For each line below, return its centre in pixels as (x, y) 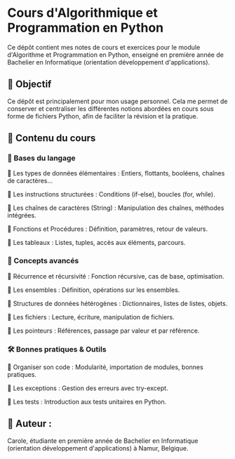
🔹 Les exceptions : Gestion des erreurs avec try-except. (88, 388)
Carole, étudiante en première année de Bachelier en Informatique (103, 441)
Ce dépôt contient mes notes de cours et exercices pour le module (104, 47)
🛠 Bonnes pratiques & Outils (57, 349)
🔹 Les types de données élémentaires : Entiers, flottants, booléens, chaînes (116, 173)
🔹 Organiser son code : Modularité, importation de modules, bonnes (105, 367)
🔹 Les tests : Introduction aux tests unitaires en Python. (87, 402)
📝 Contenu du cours (52, 138)
